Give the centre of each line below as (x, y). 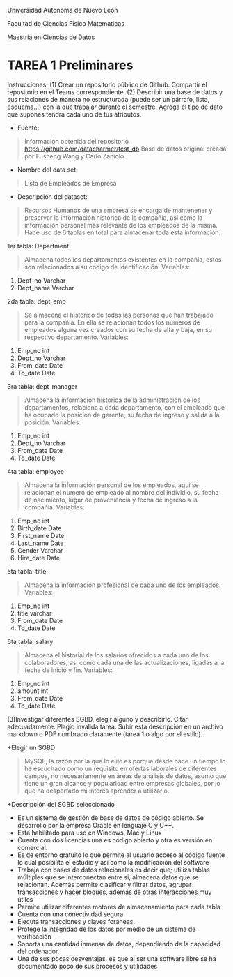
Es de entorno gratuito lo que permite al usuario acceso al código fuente (121, 855)
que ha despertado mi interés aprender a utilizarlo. (97, 791)
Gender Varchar (40, 550)
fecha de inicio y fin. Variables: (68, 670)
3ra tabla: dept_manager (42, 386)
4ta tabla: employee (36, 471)
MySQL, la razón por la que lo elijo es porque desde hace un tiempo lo (125, 761)
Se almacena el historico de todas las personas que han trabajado (119, 315)
